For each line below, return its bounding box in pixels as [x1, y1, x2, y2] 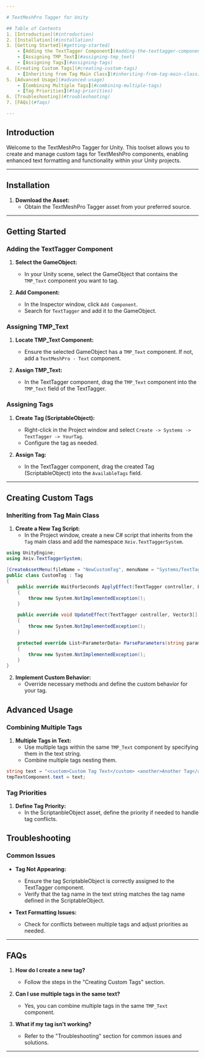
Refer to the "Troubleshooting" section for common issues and [24, 1032, 182, 1040]
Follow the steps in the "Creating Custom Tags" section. [24, 978, 165, 986]
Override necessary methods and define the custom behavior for [24, 680, 188, 688]
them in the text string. [24, 749, 81, 757]
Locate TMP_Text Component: [15, 336, 94, 343]
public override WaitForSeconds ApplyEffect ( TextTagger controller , [17, 583, 195, 590]
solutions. [24, 1039, 49, 1046]
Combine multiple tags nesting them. [24, 756, 117, 763]
